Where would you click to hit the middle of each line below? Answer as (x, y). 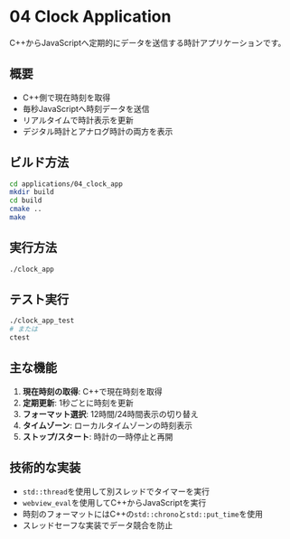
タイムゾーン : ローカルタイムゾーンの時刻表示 (107, 425)
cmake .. (26, 209)
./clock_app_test (42, 321)
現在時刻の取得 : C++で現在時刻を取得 (92, 391)
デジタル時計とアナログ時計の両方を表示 (98, 131)
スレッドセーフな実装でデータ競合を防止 (98, 525)
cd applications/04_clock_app (66, 184)
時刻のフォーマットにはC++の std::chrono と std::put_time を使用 (143, 514)
